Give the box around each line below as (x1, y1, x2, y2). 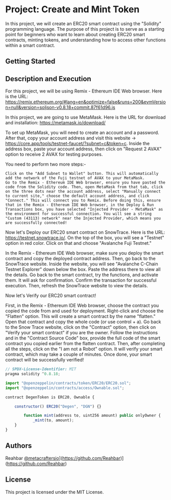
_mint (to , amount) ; (32, 418, 74, 423)
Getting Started (5, 57, 56, 66)
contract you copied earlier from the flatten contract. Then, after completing (5, 340, 165, 347)
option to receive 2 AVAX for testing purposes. (5, 151, 103, 157)
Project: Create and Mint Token (5, 4, 140, 15)
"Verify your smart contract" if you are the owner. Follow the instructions (5, 330, 158, 336)
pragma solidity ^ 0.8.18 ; (5, 372, 60, 377)
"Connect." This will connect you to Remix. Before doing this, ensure (5, 198, 161, 203)
